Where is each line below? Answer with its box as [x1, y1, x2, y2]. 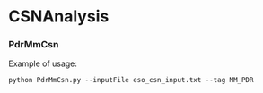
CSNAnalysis [8, 6, 110, 27]
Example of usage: [8, 58, 78, 69]
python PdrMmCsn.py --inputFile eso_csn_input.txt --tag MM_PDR [8, 76, 254, 85]
